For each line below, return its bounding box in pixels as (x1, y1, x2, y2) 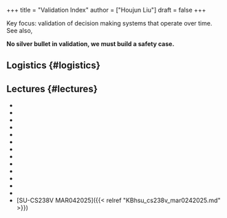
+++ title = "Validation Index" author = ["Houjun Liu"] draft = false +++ (6, 6, 206, 14)
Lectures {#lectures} (6, 83, 98, 95)
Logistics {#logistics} (6, 60, 101, 72)
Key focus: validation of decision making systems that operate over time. (6, 19, 213, 27)
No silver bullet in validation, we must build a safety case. (6, 40, 175, 47)
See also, (6, 27, 33, 34)
